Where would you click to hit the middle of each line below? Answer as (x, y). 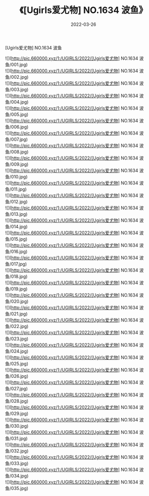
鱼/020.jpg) (17, 301)
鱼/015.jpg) (16, 239)
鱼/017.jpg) (16, 264)
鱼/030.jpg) (17, 426)
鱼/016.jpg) (16, 251)
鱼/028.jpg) (17, 401)
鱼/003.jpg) (17, 89)
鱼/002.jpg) (17, 77)
